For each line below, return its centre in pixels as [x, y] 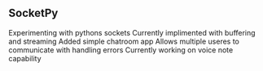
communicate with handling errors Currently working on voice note [121, 50]
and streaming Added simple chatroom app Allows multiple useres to [124, 41]
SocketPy [33, 13]
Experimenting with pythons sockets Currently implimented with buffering [132, 32]
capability [25, 58]
